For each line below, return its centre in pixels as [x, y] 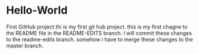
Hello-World [37, 10]
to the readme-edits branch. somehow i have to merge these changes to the [100, 39]
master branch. [25, 46]
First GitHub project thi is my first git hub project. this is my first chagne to [97, 27]
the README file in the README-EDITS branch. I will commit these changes [99, 33]
